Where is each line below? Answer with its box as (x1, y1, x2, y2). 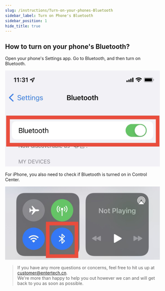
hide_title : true (5, 24, 41, 29)
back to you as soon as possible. (17, 281, 84, 287)
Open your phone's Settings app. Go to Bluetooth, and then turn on (5, 56, 141, 62)
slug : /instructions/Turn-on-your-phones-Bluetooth (5, 8, 113, 13)
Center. (5, 176, 20, 182)
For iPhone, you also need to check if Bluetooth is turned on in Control (5, 171, 147, 177)
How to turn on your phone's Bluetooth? (5, 42, 130, 51)
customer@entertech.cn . (17, 270, 68, 276)
